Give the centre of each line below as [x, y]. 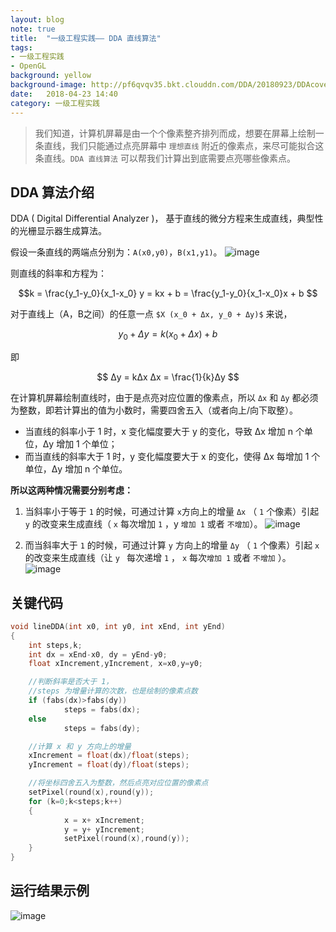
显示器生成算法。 [71, 231]
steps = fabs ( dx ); [102, 709]
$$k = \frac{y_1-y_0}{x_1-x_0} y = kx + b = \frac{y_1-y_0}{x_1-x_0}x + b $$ [168, 293]
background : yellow [51, 76]
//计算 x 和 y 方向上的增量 [80, 746]
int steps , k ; [55, 645]
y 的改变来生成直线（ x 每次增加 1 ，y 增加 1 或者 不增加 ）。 [143, 524]
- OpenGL [28, 66]
